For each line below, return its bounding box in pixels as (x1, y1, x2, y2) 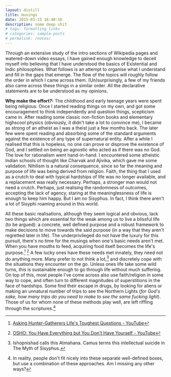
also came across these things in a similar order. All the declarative (5, 82, 146, 88)
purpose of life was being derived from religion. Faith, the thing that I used (5, 168, 161, 174)
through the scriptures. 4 (5, 305, 56, 311)
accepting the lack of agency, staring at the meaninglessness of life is (5, 190, 152, 196)
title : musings (5, 12, 38, 17)
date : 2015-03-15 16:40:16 (5, 17, 63, 22)
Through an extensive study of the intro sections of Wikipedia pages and (5, 49, 158, 56)
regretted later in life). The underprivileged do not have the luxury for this (5, 232, 159, 238)
